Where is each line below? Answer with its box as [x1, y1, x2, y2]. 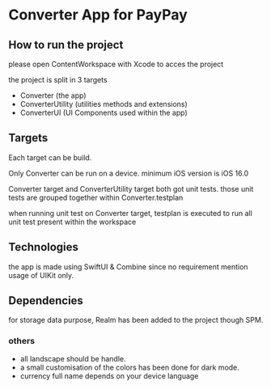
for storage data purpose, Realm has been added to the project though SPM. [8, 315, 264, 325]
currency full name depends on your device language [19, 370, 199, 381]
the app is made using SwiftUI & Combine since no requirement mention [8, 261, 248, 272]
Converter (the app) [19, 91, 87, 100]
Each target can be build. [8, 152, 92, 163]
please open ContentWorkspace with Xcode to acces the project [8, 59, 224, 69]
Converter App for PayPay [8, 6, 188, 24]
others [8, 336, 35, 347]
